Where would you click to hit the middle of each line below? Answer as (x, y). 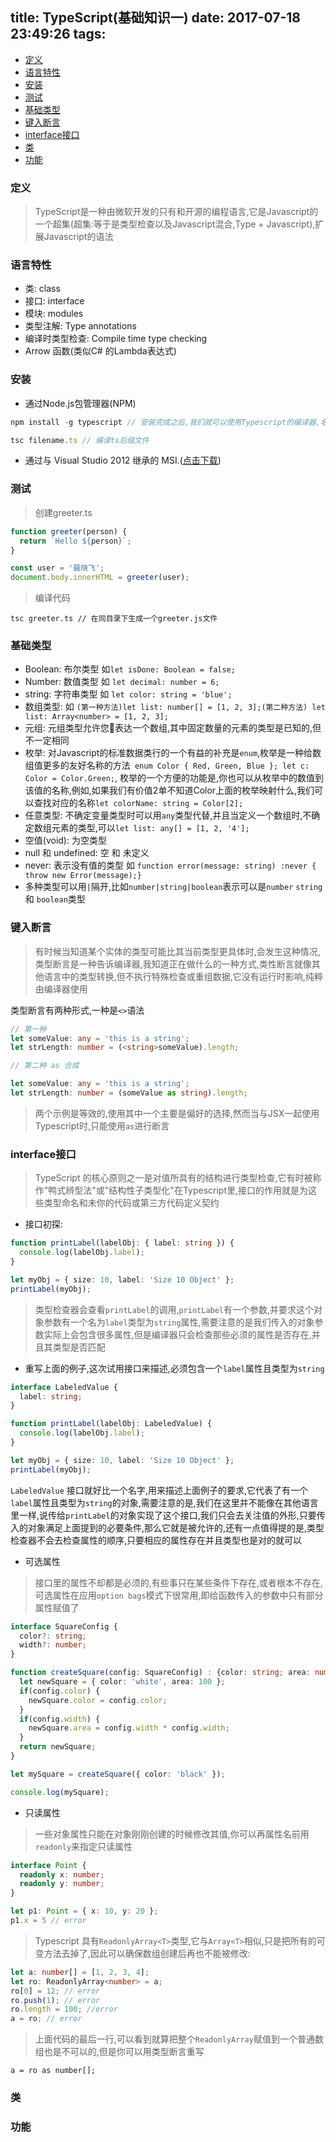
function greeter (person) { (69, 531)
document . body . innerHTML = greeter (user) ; (100, 578)
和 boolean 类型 (55, 899)
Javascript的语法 (78, 237)
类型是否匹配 (79, 1347)
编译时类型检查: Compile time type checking (116, 339)
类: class (42, 289)
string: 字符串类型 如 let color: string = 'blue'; (128, 694)
